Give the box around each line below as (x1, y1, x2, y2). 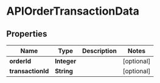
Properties (6, 29, 47, 39)
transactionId (9, 67, 49, 75)
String (54, 67, 73, 75)
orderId (9, 57, 32, 65)
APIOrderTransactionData (6, 4, 140, 18)
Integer (54, 57, 77, 65)
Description (82, 47, 117, 55)
